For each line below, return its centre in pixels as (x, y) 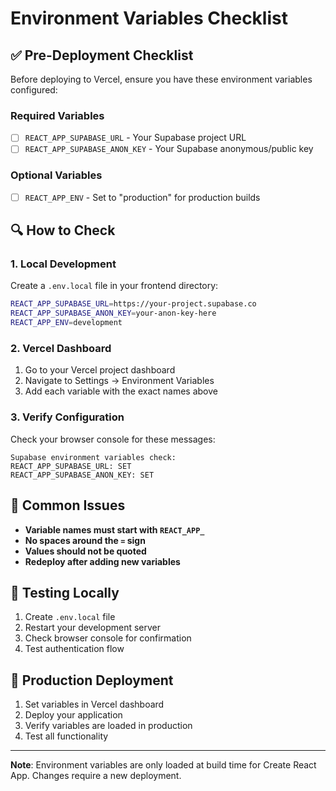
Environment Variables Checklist (149, 18)
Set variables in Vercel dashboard (94, 704)
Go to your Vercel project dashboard (100, 370)
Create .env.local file (70, 617)
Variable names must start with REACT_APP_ (114, 529)
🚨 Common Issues (68, 505)
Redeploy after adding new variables (102, 561)
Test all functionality (66, 736)
